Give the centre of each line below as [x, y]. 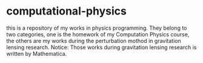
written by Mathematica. [37, 53]
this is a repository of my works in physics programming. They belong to [97, 28]
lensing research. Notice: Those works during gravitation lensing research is [101, 47]
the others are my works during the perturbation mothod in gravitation [94, 41]
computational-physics [67, 11]
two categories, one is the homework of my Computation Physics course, [98, 34]
